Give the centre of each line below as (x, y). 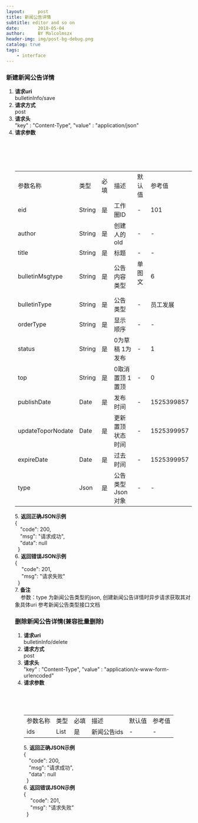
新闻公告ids (107, 732)
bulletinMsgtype (40, 276)
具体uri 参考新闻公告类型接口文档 (60, 604)
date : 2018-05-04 (35, 28)
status (26, 348)
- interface (31, 56)
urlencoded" (39, 676)
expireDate (33, 459)
